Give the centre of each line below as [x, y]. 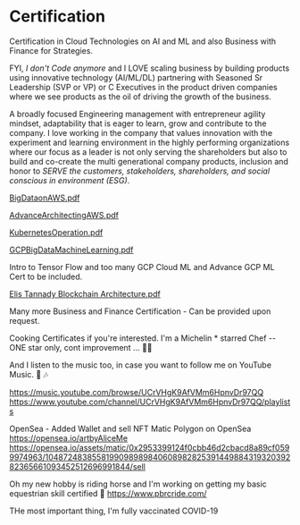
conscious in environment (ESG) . [70, 180]
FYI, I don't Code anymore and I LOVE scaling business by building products [150, 68]
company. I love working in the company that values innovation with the [141, 132]
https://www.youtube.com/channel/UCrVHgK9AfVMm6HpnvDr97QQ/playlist [150, 402]
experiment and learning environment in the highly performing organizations [150, 142]
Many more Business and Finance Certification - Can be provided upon [140, 311]
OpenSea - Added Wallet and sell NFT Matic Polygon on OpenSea [130, 428]
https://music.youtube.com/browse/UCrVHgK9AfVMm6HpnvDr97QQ [137, 392]
